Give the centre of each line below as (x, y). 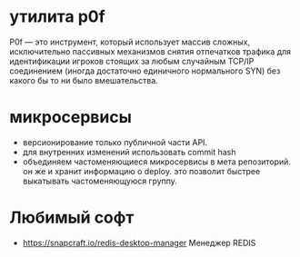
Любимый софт (72, 217)
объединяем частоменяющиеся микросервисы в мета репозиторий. (156, 162)
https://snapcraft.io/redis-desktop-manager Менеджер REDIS (139, 242)
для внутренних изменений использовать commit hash (129, 152)
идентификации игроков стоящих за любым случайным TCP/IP (132, 61)
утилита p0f (58, 17)
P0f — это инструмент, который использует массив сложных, (130, 42)
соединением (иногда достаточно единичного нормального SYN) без (145, 71)
